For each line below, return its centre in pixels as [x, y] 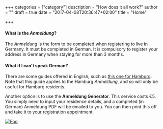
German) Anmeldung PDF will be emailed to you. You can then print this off [81, 107]
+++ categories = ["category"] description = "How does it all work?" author [81, 7]
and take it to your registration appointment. [50, 112]
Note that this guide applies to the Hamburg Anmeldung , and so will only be [81, 82]
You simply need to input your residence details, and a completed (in [74, 102]
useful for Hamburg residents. [35, 87]
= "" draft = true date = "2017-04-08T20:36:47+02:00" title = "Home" [76, 12]
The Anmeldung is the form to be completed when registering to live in [77, 44]
